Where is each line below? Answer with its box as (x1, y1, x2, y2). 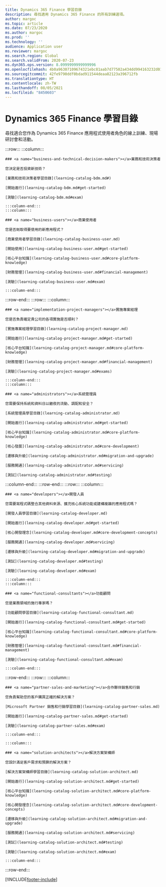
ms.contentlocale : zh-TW (5, 81, 56, 86)
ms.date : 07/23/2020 (5, 26, 48, 31)
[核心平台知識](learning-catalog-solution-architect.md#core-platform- (5, 789, 152, 794)
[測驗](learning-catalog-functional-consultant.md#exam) (5, 657, 124, 662)
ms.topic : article (5, 21, 43, 26)
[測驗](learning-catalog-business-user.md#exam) (5, 280, 106, 284)
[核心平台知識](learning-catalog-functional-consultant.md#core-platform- (5, 629, 158, 635)
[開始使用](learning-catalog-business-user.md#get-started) (5, 246, 128, 251)
